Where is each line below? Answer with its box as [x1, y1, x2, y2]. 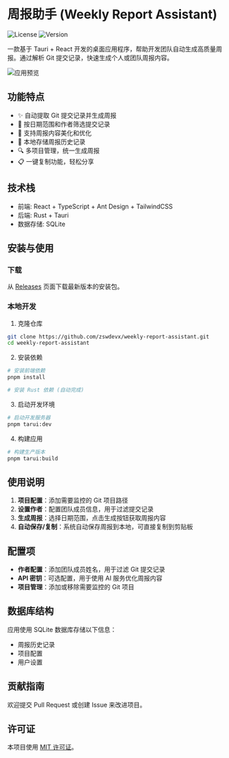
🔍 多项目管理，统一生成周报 [17, 146, 100, 155]
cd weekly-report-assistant [7, 339, 90, 347]
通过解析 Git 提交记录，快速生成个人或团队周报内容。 [19, 53, 174, 62]
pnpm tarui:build [7, 455, 58, 462]
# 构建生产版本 [7, 448, 46, 455]
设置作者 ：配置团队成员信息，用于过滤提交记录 [17, 505, 154, 514]
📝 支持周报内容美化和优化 [17, 128, 92, 137]
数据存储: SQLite [17, 220, 66, 228]
